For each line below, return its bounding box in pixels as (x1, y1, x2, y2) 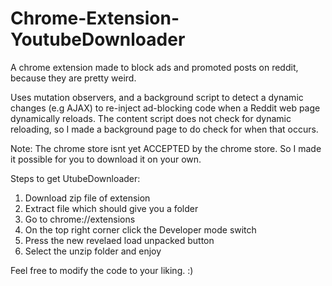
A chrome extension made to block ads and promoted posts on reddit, (10, 61, 299, 73)
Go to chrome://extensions (24, 213, 136, 225)
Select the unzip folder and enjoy (24, 245, 162, 257)
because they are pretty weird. (10, 72, 137, 84)
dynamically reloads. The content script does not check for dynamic (10, 112, 292, 124)
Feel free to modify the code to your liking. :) (10, 264, 194, 276)
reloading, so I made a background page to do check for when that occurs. (10, 123, 319, 135)
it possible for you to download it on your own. (10, 153, 202, 165)
